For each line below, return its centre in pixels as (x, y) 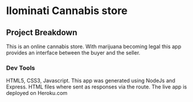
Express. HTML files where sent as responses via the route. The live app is (96, 87)
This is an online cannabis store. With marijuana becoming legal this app (94, 46)
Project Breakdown (42, 33)
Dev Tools (21, 67)
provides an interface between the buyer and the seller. (73, 53)
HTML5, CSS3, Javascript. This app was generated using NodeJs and (91, 81)
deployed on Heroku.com (37, 93)
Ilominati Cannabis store (67, 11)
